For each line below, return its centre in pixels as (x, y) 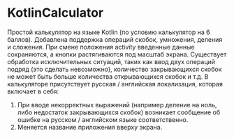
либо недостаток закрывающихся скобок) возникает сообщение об (119, 112)
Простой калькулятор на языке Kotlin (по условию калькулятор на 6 (109, 32)
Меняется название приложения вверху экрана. (90, 127)
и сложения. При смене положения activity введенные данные (101, 47)
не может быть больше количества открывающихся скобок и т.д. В (108, 76)
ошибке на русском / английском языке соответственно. (103, 119)
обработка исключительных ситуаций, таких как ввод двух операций (111, 61)
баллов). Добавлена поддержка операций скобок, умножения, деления (115, 39)
